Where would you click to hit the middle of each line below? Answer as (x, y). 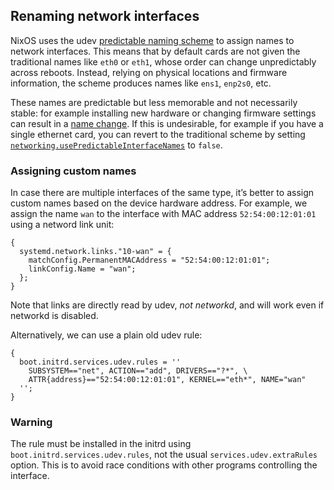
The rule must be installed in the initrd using (101, 444)
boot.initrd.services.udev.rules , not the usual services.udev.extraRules (164, 455)
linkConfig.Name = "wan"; (82, 269)
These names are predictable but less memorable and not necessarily (154, 102)
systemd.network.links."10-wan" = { (95, 252)
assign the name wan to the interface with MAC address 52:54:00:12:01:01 (163, 214)
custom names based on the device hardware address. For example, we (159, 203)
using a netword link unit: (62, 225)
